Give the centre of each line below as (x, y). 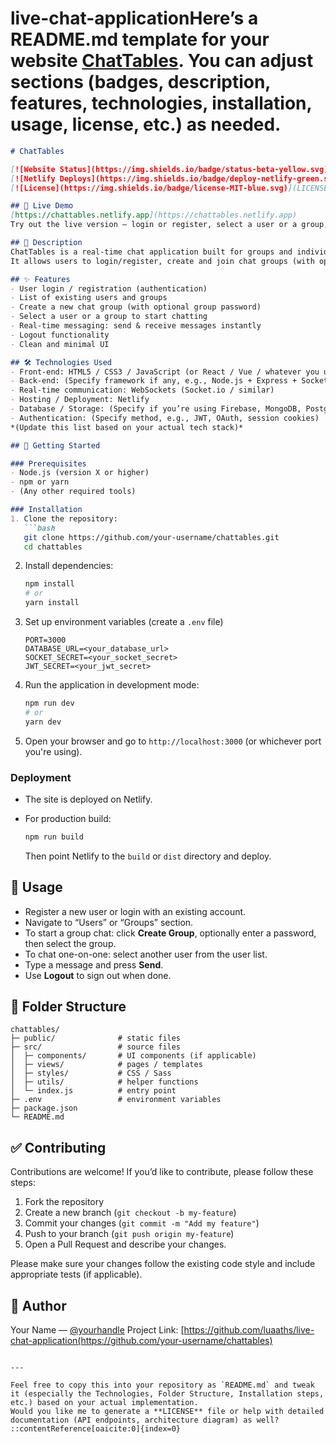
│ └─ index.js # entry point (93, 1091)
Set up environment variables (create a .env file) (124, 622)
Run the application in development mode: (112, 685)
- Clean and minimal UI (60, 344)
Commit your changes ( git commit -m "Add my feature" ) (142, 1223)
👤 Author (38, 1305)
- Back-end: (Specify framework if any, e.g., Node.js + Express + (154, 381)
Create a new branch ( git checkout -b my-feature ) (130, 1213)
